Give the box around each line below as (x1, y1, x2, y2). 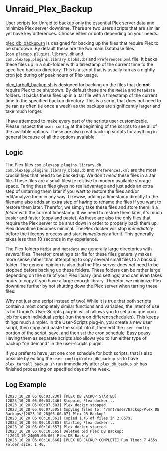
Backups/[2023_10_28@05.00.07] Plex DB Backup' (5, 411, 106, 416)
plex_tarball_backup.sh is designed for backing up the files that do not (5, 81, 150, 88)
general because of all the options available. (5, 134, 96, 140)
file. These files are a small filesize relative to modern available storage (5, 177, 151, 183)
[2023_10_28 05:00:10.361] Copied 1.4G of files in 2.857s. (5, 416, 133, 421)
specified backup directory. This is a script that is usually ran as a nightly (5, 66, 155, 73)
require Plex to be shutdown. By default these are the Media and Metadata (5, 87, 155, 93)
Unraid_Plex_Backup (5, 3, 93, 15)
